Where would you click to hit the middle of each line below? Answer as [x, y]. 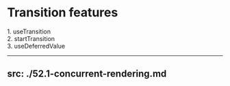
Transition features [63, 13]
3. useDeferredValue [36, 46]
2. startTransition [31, 38]
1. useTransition [29, 31]
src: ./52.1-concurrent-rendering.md [87, 74]
